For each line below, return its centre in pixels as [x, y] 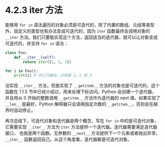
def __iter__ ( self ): [35, 57]
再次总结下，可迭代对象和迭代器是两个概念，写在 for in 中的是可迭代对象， [82, 121]
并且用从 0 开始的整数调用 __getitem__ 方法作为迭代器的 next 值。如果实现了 [83, 98]
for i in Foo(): [22, 71]
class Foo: [16, 52]
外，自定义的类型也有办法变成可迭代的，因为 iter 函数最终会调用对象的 [78, 31]
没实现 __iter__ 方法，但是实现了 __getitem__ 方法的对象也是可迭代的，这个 [82, 86]
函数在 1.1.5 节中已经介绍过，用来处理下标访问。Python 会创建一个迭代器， [81, 92]
